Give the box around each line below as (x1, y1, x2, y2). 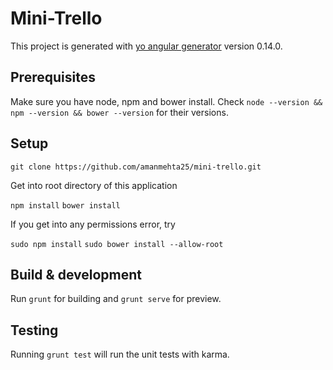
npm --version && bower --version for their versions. (10, 106, 229, 118)
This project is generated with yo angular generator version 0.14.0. (10, 40, 283, 52)
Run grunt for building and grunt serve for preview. (10, 293, 222, 305)
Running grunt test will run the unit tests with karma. (10, 348, 230, 361)
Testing (10, 322, 59, 339)
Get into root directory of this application (10, 179, 178, 191)
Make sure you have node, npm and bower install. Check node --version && (10, 95, 323, 107)
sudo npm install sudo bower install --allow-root (10, 239, 224, 249)
